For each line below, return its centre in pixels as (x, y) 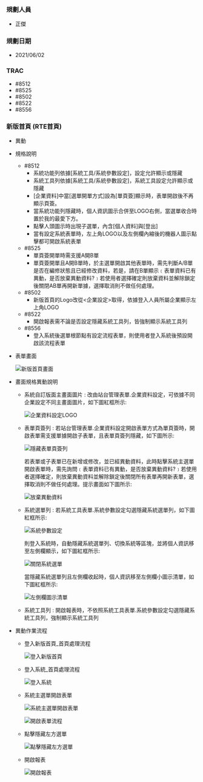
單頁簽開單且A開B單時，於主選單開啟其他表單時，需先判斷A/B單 (113, 263)
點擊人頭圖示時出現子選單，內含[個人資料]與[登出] (95, 226)
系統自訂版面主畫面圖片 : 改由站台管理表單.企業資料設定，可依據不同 (109, 395)
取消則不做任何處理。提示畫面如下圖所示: (81, 484)
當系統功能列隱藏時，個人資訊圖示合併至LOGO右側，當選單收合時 (115, 211)
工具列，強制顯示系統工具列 (64, 618)
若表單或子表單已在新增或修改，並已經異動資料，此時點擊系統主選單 (109, 461)
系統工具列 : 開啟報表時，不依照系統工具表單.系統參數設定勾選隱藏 (107, 610)
